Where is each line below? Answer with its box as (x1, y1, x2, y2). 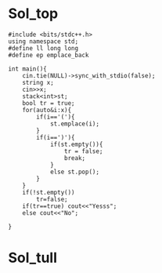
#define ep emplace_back (8, 51, 89, 59)
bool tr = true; (22, 99, 76, 107)
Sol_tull (8, 249, 57, 267)
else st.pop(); (49, 168, 100, 176)
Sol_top (8, 5, 59, 23)
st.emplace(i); (49, 119, 100, 128)
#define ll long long (8, 44, 79, 52)
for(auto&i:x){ (22, 106, 72, 114)
